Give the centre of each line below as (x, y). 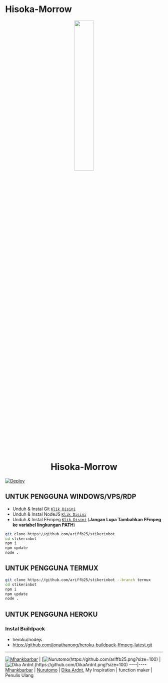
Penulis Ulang (19, 675)
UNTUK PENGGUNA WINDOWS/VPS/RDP (71, 497)
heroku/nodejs (27, 639)
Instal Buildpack (25, 628)
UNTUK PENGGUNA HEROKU (51, 614)
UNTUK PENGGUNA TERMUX (52, 568)
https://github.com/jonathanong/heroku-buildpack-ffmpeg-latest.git (82, 645)
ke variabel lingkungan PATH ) (44, 525)
